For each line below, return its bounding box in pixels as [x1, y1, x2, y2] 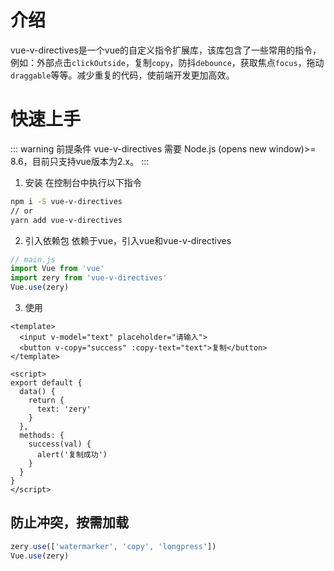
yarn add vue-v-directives [10, 215, 123, 225]
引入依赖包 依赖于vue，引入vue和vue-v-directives [24, 234, 232, 246]
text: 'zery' [36, 404, 92, 414]
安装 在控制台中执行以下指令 [24, 176, 142, 188]
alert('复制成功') [36, 450, 108, 460]
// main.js [10, 254, 56, 265]
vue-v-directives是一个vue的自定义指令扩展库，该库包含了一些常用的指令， [10, 44, 322, 56]
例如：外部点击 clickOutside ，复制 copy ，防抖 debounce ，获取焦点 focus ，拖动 [10, 56, 325, 68]
